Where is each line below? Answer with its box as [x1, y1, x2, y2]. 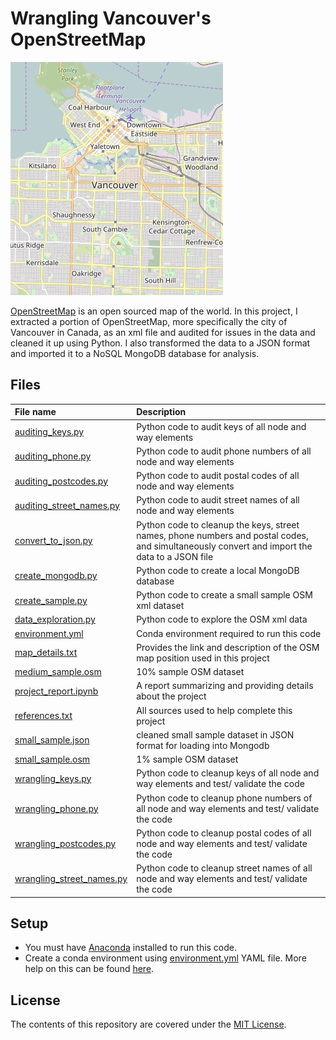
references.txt [14, 710, 73, 721]
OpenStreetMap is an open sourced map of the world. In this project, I [10, 305, 298, 317]
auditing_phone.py [14, 450, 92, 462]
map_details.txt [14, 647, 78, 659]
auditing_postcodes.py [14, 475, 109, 487]
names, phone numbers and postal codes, [136, 529, 309, 541]
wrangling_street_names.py [14, 873, 128, 884]
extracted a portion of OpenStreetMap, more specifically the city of [10, 315, 288, 327]
